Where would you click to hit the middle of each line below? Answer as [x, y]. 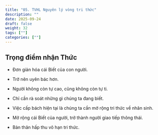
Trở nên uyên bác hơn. [35, 79]
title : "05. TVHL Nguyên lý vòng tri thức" [51, 10]
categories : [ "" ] [23, 38]
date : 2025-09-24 [23, 19]
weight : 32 [16, 28]
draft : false [19, 24]
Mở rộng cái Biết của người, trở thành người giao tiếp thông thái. [78, 118]
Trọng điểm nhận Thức [41, 58]
